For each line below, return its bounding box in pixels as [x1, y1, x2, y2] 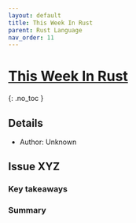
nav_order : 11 [8, 33, 55, 42]
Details [8, 116, 43, 130]
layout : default [8, 11, 61, 20]
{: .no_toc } [8, 94, 44, 103]
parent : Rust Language [8, 26, 83, 34]
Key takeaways [8, 184, 68, 195]
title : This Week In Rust [8, 19, 93, 27]
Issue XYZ [8, 160, 61, 173]
